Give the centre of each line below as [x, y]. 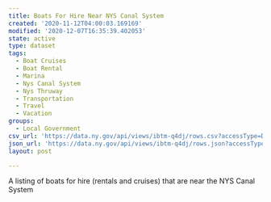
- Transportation [45, 99]
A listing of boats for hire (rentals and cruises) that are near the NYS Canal [132, 181]
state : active [32, 38]
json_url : [25, 143]
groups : [21, 121]
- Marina [30, 76]
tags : [17, 53]
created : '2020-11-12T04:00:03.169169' [75, 23]
